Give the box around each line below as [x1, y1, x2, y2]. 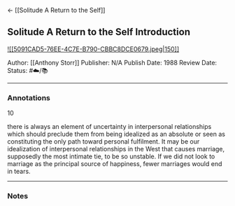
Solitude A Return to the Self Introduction [7, 26, 191, 38]
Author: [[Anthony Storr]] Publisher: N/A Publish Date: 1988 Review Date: [7, 58, 218, 67]
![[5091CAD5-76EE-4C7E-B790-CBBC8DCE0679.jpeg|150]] [7, 45, 180, 53]
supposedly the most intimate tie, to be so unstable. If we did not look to [7, 152, 215, 160]
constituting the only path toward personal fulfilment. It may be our [7, 137, 200, 146]
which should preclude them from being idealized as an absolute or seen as [7, 130, 226, 139]
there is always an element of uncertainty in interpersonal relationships [7, 123, 212, 131]
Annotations [7, 92, 50, 102]
